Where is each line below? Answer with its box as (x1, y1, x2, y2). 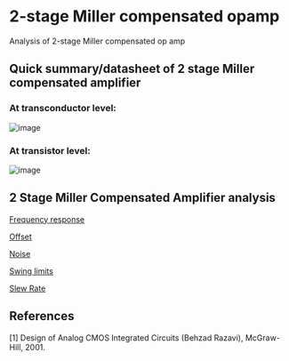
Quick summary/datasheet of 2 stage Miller (9, 61, 255, 76)
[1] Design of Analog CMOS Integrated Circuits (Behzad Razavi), (9, 332, 244, 343)
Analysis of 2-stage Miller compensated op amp (9, 36, 186, 46)
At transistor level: (9, 144, 91, 156)
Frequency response (9, 213, 85, 224)
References (9, 309, 75, 324)
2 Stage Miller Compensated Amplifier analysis (9, 190, 276, 205)
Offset (9, 231, 33, 242)
